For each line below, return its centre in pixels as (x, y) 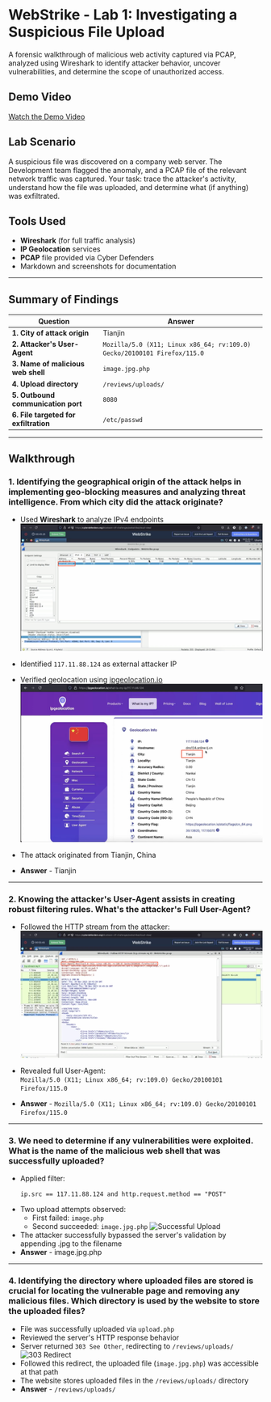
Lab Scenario (42, 142)
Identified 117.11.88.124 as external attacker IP (98, 664)
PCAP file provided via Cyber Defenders (87, 258)
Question (54, 321)
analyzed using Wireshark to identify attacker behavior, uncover (115, 63)
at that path (39, 1371)
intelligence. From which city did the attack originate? (116, 502)
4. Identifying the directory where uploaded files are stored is (131, 1281)
